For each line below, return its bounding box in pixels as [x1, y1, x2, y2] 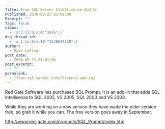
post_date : [5, 52, 27, 58]
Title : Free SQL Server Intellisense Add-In [5, 7, 98, 12]
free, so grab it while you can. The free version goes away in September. [5, 109, 152, 115]
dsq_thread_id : [5, 35, 36, 40]
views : [5, 26, 19, 30]
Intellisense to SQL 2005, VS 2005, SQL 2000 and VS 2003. [5, 94, 126, 100]
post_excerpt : [5, 62, 34, 67]
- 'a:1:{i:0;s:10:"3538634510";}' [9, 39, 80, 44]
